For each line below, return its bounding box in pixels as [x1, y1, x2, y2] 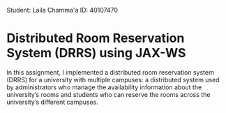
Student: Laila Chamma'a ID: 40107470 [6, 6, 119, 14]
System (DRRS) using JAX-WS [6, 45, 186, 61]
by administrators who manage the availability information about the [6, 83, 202, 91]
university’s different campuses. [6, 98, 98, 106]
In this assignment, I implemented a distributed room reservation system [6, 68, 214, 76]
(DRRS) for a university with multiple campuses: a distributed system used [6, 75, 220, 84]
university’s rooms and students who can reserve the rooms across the [6, 90, 211, 98]
